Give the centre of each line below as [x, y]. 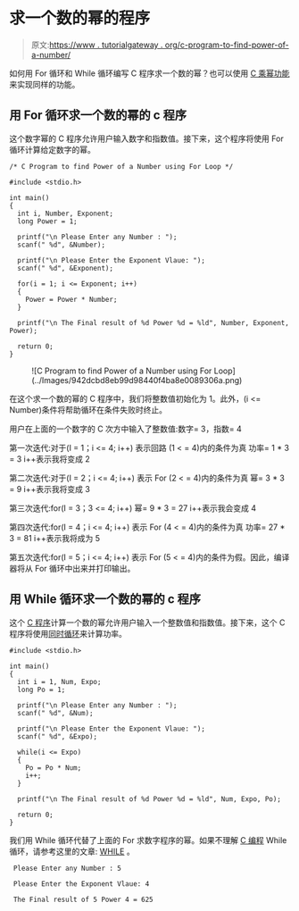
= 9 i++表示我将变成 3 [50, 489]
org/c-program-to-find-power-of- [227, 45]
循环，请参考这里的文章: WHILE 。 [72, 851]
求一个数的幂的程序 [80, 18]
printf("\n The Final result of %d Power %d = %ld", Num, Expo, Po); [149, 799]
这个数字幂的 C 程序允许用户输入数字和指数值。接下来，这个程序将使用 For [146, 138]
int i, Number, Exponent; [66, 213]
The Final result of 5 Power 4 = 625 [83, 899]
